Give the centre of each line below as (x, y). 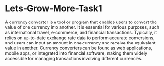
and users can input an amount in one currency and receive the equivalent (80, 43)
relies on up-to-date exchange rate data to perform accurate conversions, (80, 38)
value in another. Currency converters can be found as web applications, (79, 48)
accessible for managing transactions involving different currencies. (74, 58)
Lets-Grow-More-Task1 (54, 9)
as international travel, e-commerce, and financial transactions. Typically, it (81, 32)
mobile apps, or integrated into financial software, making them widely (76, 53)
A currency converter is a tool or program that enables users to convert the (81, 22)
